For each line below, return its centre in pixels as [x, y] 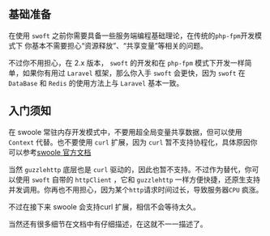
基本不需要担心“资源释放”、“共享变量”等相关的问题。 [120, 45]
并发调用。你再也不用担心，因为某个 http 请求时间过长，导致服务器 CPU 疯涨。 [136, 189]
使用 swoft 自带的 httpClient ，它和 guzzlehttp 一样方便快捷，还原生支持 [138, 179]
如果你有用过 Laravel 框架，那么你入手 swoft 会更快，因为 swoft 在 [134, 73]
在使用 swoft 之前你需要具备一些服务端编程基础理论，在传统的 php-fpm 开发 [132, 36]
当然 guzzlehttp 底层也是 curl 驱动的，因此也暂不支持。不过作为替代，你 [130, 169]
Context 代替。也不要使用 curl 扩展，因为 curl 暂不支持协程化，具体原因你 [133, 142]
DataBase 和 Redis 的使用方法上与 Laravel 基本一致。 [96, 82]
